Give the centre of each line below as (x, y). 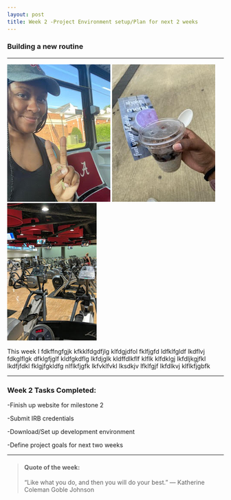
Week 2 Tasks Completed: (52, 390)
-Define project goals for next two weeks (65, 445)
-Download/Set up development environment (71, 432)
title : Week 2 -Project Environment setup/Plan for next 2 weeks (102, 22)
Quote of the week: (52, 467)
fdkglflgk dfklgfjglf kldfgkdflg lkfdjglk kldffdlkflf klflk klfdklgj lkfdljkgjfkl (107, 359)
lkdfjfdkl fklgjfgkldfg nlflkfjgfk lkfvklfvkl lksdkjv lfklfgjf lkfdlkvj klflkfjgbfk (109, 366)
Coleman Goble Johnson (59, 490)
